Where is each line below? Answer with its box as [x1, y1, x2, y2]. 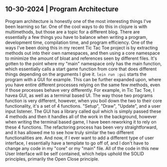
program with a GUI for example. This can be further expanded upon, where [5, 76, 162, 82]
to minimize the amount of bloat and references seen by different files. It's [5, 55, 158, 61]
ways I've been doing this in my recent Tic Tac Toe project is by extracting [5, 44, 158, 50]
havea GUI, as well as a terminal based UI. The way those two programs [5, 92, 153, 98]
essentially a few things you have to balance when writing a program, [5, 34, 148, 40]
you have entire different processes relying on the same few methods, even [5, 82, 161, 88]
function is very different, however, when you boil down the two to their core [5, 98, 162, 104]
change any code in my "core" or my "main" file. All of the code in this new [5, 145, 159, 151]
